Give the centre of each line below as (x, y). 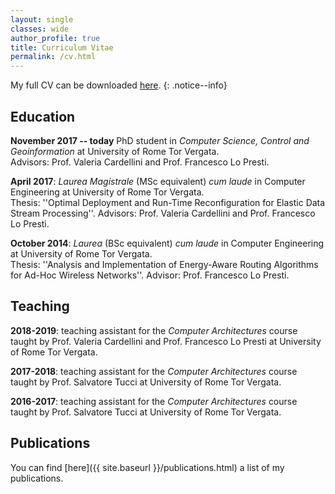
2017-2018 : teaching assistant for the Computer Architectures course (154, 371)
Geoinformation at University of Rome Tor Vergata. (115, 151)
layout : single (42, 19)
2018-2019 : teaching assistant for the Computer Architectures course (154, 330)
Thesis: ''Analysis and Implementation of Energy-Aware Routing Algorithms (164, 264)
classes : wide (40, 29)
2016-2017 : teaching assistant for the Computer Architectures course (154, 401)
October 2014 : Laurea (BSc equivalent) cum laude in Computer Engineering (167, 243)
